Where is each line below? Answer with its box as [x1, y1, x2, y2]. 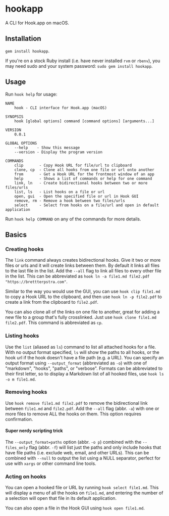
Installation [5, 34, 41, 43]
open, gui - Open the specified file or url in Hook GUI [14, 194, 139, 199]
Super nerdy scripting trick [5, 428, 63, 434]
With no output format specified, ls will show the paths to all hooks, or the [5, 349, 160, 355]
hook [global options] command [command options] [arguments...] [14, 118, 155, 124]
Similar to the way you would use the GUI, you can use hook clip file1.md [5, 289, 160, 295]
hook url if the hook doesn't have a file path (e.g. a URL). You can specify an [5, 354, 164, 360]
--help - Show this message [14, 145, 80, 150]
